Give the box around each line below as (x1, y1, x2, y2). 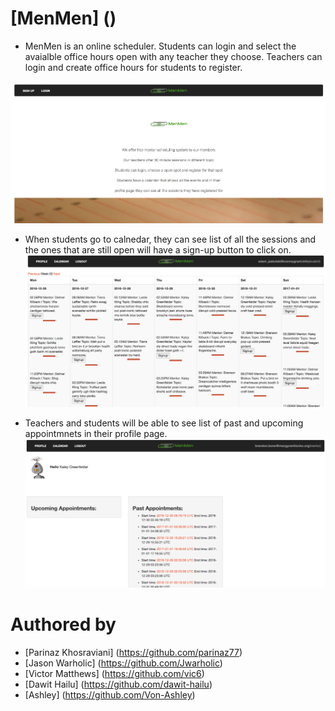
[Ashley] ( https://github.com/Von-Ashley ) (24, 689, 196, 701)
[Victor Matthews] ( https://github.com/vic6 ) (24, 668, 205, 680)
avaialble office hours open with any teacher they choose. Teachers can (24, 50, 323, 62)
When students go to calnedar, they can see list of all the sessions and (24, 233, 317, 246)
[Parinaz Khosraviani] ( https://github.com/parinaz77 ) (24, 647, 243, 659)
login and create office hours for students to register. (24, 61, 243, 73)
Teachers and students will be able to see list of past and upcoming (24, 417, 304, 429)
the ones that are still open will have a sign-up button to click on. (24, 244, 292, 256)
